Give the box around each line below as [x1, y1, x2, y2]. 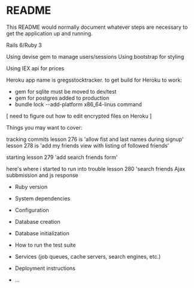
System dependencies [14, 194, 71, 202]
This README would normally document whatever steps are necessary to [6, 23, 188, 31]
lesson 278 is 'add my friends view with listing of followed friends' [6, 142, 169, 149]
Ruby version [14, 183, 48, 190]
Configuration [14, 206, 49, 214]
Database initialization [14, 229, 70, 237]
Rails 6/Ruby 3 [6, 41, 42, 49]
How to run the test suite [14, 241, 76, 248]
